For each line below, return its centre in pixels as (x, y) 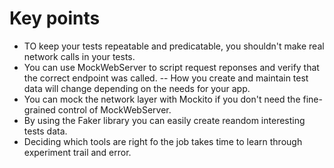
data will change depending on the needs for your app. (137, 88)
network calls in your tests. (79, 56)
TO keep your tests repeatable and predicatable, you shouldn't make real (174, 46)
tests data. (45, 131)
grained (39, 109)
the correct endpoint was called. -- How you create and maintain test (166, 78)
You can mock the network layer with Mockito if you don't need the (162, 99)
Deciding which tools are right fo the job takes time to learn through (163, 141)
